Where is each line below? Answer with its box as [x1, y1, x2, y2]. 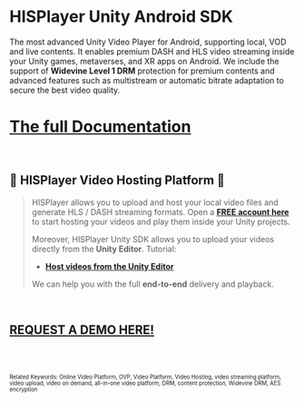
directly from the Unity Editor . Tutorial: [31, 243, 177, 254]
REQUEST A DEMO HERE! [9, 322, 154, 338]
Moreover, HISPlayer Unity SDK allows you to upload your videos [31, 233, 275, 244]
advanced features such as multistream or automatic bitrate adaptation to [9, 74, 284, 85]
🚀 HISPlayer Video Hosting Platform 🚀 [9, 172, 225, 188]
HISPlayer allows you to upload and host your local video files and [31, 197, 279, 208]
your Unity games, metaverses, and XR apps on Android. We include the [9, 55, 279, 66]
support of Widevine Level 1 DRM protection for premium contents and [9, 65, 275, 76]
